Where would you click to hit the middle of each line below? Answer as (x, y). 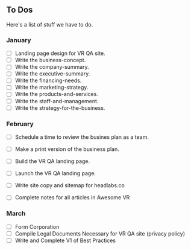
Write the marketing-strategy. (52, 88)
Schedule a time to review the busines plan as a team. (82, 137)
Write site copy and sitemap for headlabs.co (70, 185)
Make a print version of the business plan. (67, 149)
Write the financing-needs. (48, 80)
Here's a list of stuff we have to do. (50, 24)
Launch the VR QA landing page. (55, 173)
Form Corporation (37, 226)
